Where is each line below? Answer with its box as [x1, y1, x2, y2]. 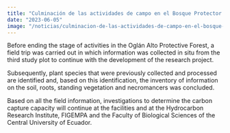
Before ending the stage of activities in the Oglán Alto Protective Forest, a [7, 42, 214, 50]
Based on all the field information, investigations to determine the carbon [7, 97, 213, 105]
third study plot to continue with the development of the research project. [7, 56, 214, 64]
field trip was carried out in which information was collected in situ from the [7, 48, 220, 57]
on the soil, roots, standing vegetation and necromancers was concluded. [7, 83, 215, 92]
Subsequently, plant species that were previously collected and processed [7, 69, 218, 77]
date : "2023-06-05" [7, 16, 63, 23]
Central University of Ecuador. [7, 119, 92, 127]
